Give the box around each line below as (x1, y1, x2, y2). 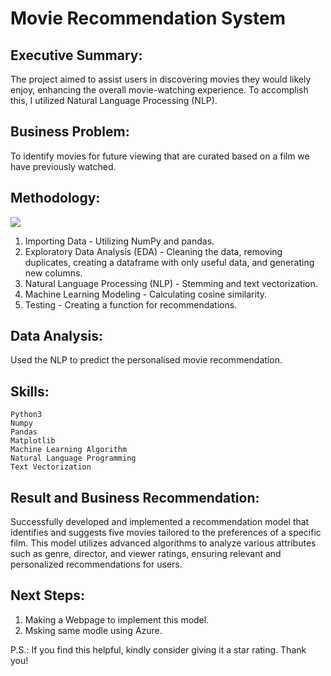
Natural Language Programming (10, 453, 137, 464)
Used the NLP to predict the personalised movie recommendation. (10, 354, 283, 366)
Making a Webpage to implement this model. (24, 613, 210, 626)
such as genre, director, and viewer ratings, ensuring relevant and (10, 548, 282, 560)
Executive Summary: (10, 47, 143, 64)
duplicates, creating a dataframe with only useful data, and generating (24, 256, 315, 268)
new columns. (24, 267, 83, 279)
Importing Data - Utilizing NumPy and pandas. (24, 235, 215, 247)
